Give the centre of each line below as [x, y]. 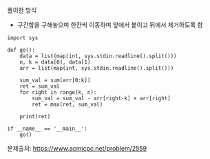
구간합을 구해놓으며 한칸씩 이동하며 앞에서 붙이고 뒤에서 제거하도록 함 [110, 25]
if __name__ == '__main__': [48, 129]
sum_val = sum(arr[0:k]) [55, 80]
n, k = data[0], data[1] [55, 62]
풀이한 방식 [22, 10]
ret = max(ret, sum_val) [67, 104]
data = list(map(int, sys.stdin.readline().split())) [98, 56]
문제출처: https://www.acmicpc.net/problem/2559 [77, 148]
